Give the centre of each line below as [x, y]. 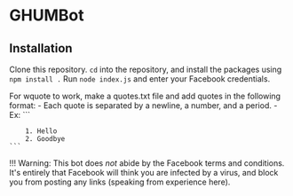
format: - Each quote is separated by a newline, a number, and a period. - [143, 106]
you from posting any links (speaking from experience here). [120, 182]
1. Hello [41, 131]
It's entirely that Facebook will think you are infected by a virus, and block [144, 172]
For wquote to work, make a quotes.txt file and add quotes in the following [145, 96]
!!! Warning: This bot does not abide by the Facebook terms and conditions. [147, 163]
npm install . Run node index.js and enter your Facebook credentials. [140, 79]
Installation [41, 48]
